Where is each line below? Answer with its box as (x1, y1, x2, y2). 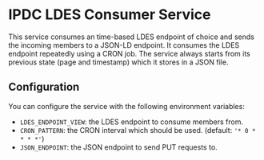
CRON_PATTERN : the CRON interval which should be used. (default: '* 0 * (19, 125, 256, 135)
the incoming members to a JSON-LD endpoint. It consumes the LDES (8, 40, 240, 49)
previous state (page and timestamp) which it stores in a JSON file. (8, 57, 229, 67)
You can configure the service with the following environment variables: (8, 101, 246, 111)
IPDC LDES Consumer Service (8, 6, 211, 24)
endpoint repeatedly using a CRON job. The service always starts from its (8, 49, 250, 58)
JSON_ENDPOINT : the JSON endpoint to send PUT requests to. (19, 142, 218, 152)
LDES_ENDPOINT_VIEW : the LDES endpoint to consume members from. (19, 117, 244, 127)
